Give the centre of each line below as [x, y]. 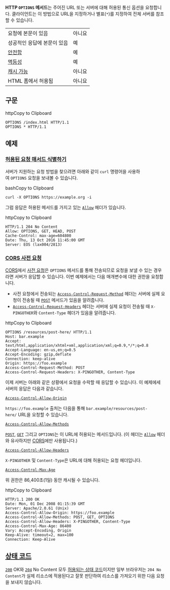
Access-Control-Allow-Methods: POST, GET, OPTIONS [60, 517]
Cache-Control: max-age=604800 [38, 236]
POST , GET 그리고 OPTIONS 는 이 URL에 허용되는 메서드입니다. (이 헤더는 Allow [80, 434]
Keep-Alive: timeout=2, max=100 [39, 535]
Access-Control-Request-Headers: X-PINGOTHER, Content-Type [70, 372]
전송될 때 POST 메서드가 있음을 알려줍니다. [63, 300]
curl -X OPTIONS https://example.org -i [49, 197]
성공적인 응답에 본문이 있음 [38, 43]
